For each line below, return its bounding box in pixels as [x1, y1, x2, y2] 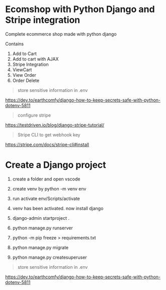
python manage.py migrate [12, 244, 69, 251]
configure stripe [17, 112, 51, 118]
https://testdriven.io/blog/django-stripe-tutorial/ [5, 122, 105, 128]
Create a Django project [5, 159, 107, 171]
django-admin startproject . [12, 215, 69, 221]
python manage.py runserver [12, 225, 73, 231]
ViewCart [12, 67, 32, 73]
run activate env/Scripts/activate [12, 196, 80, 202]
